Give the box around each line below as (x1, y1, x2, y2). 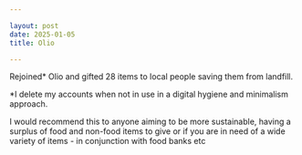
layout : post (9, 21, 59, 30)
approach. (9, 98, 48, 109)
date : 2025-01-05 (9, 29, 76, 39)
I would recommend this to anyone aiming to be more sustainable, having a (9, 116, 292, 128)
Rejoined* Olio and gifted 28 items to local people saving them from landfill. (9, 71, 294, 82)
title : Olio (9, 38, 55, 47)
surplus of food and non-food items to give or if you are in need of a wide (9, 126, 286, 137)
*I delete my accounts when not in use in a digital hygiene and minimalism (9, 88, 289, 100)
